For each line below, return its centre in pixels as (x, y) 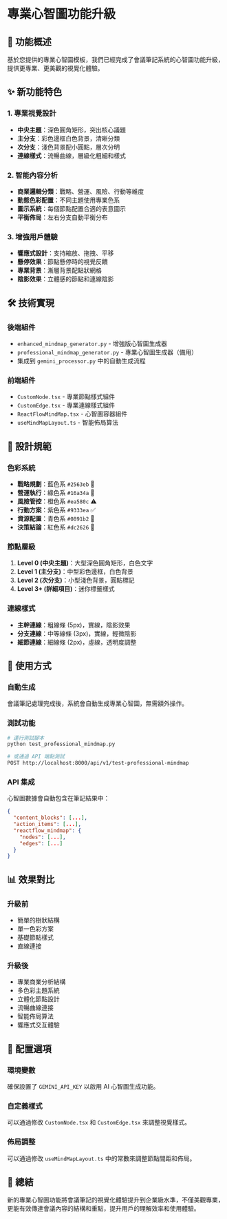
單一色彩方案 (35, 929)
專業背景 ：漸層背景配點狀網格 (59, 270)
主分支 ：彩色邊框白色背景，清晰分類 (68, 138)
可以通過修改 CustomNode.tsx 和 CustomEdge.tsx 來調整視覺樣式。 (99, 1122)
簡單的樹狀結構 (38, 920)
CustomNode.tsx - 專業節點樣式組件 (66, 396)
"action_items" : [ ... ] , (47, 825)
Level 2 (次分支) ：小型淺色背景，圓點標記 (76, 581)
